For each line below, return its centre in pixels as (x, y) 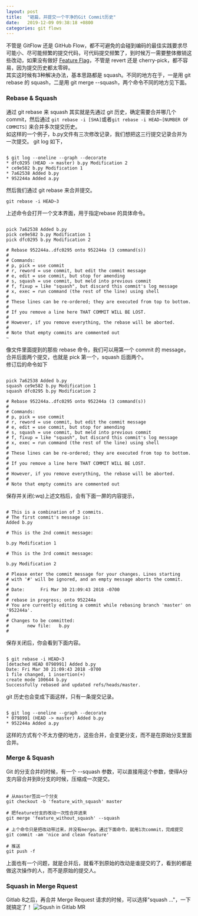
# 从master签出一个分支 (32, 796)
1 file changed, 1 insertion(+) (46, 674)
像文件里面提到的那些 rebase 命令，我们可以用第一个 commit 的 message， (98, 350)
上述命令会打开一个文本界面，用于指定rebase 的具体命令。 (77, 213)
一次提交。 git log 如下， (36, 141)
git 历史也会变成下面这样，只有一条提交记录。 (62, 696)
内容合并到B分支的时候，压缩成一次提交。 (62, 779)
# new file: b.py (38, 626)
